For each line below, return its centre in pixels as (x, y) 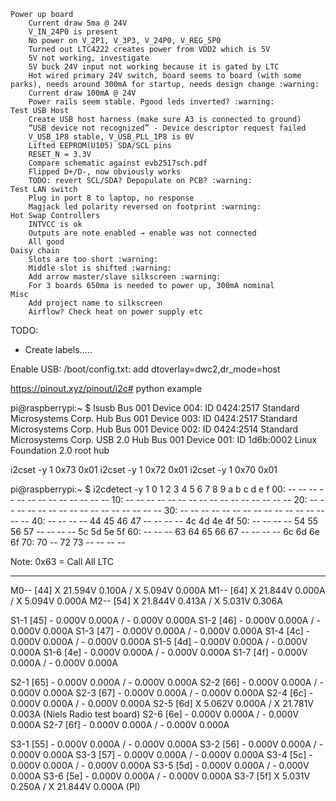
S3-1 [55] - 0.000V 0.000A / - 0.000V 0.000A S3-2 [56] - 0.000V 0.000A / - (167, 744)
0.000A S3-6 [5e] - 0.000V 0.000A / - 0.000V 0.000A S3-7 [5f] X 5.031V (160, 776)
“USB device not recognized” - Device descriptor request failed (167, 128)
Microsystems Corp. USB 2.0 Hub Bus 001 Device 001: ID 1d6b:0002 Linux (164, 439)
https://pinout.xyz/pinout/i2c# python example (106, 388)
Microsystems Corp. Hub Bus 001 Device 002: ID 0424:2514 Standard (154, 429)
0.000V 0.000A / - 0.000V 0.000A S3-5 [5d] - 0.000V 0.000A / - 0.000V (160, 765)
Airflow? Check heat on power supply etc (115, 312)
